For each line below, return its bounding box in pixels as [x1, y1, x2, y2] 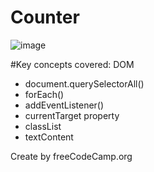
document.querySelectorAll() [24, 77, 145, 90]
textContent [24, 131, 74, 143]
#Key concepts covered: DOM [10, 58, 135, 70]
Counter [10, 6, 80, 29]
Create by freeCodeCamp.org [10, 150, 133, 162]
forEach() [24, 88, 65, 100]
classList [24, 120, 62, 132]
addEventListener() [24, 99, 105, 111]
